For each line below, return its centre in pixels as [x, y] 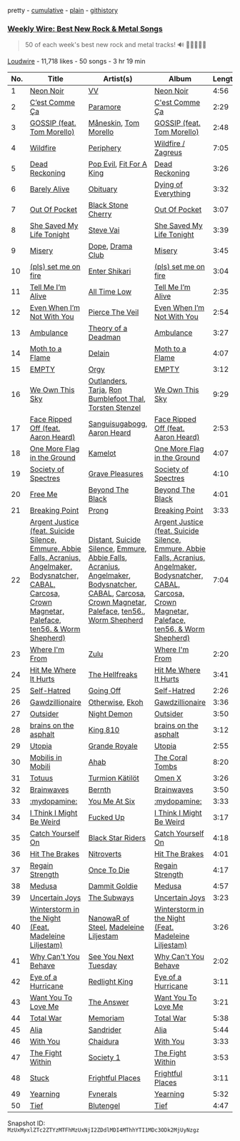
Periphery [105, 148]
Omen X [168, 778]
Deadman [105, 337]
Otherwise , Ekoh [116, 703]
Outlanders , [108, 381]
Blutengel [104, 1106]
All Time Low [110, 292]
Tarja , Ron [105, 390]
